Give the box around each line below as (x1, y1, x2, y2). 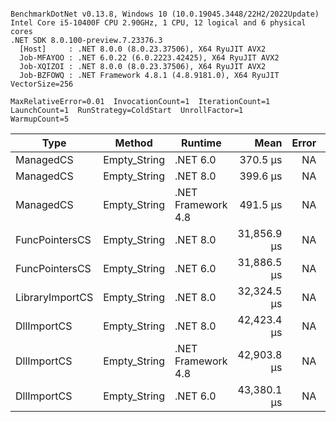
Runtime (180, 136, 222, 150)
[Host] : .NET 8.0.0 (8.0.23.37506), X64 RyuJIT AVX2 (19, 44, 267, 54)
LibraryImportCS (15, 291, 94, 304)
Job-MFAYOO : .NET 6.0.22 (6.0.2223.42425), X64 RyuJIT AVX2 (19, 53, 280, 63)
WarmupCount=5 (10, 114, 70, 124)
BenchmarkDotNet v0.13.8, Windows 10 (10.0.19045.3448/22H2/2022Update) (10, 9, 320, 19)
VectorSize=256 (10, 79, 74, 89)
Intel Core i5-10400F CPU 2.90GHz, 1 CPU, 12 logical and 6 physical (10, 18, 307, 28)
